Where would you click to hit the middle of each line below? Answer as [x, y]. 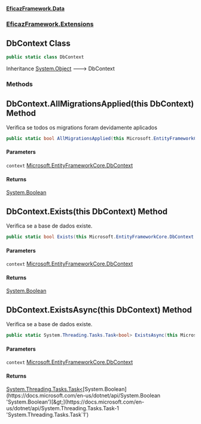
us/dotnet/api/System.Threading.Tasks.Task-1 [63, 408]
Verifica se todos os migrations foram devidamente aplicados [82, 127]
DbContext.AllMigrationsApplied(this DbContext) [100, 104]
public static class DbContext [45, 57]
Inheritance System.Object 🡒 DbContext [60, 68]
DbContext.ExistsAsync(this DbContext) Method [99, 310]
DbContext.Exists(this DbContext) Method [87, 211]
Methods [19, 84]
